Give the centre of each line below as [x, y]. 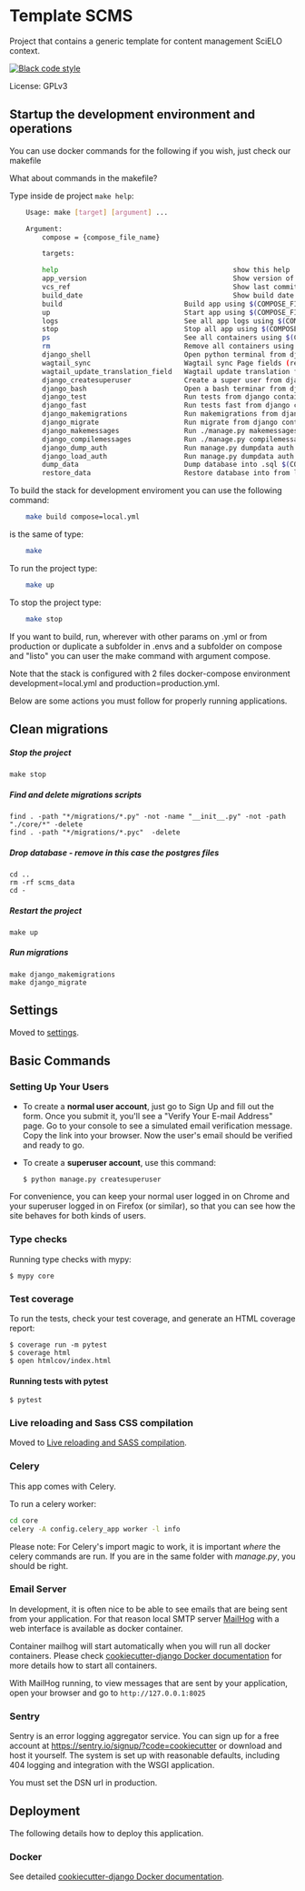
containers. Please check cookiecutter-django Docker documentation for [146, 1655]
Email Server [38, 1589]
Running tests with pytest [59, 1380]
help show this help [166, 270]
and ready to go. [53, 1145]
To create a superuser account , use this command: [119, 1163]
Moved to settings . [44, 1032]
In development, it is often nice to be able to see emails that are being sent [148, 1609]
